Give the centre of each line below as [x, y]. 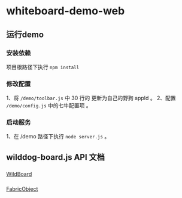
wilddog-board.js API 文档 [56, 157]
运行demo [25, 34]
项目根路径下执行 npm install [43, 67]
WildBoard [19, 174]
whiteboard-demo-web [66, 11]
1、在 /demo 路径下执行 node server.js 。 [58, 137]
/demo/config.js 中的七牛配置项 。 [49, 106]
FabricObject [22, 188]
